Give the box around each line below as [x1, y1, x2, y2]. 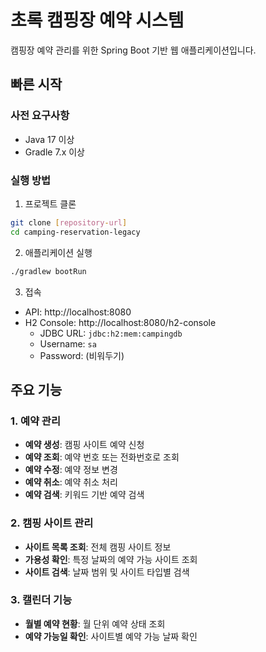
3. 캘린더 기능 [10, 593, 73, 607]
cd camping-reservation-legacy [10, 227, 141, 237]
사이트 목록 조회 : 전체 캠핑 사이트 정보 [24, 541, 172, 553]
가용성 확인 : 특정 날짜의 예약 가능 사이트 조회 [24, 553, 198, 565]
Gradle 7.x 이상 [24, 146, 85, 158]
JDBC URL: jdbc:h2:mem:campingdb [39, 327, 183, 339]
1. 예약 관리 [10, 414, 61, 428]
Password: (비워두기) [39, 349, 125, 361]
